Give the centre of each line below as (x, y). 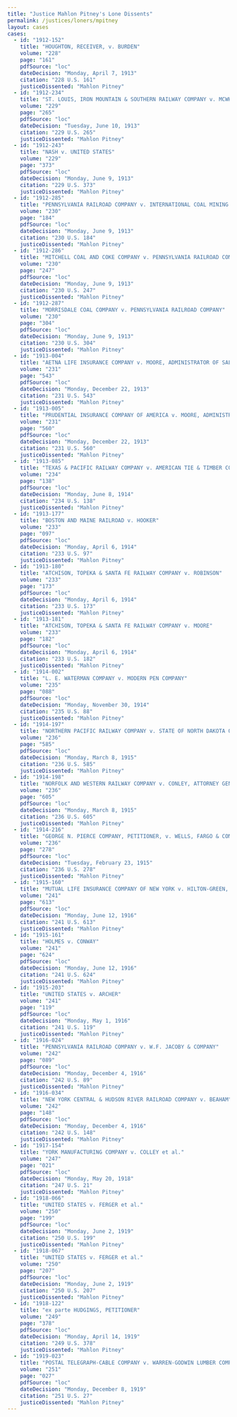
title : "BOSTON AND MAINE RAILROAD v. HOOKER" (90, 521)
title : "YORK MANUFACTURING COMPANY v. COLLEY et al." (102, 1152)
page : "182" (37, 639)
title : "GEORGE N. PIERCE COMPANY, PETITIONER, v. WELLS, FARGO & (120, 837)
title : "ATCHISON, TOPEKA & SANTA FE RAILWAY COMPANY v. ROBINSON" (121, 573)
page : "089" (37, 1060)
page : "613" (37, 902)
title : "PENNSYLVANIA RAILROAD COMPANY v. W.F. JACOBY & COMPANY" (120, 1047)
